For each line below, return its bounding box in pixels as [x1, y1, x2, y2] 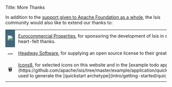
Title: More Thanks [5, 5, 45, 10]
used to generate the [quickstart [18, 73, 86, 78]
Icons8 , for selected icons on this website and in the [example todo [18, 62, 160, 68]
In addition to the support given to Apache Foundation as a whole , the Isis [5, 14, 161, 20]
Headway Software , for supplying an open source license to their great [18, 50, 167, 56]
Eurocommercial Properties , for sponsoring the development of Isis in [18, 33, 164, 39]
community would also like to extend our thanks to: [5, 20, 113, 25]
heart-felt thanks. [18, 38, 56, 44]
